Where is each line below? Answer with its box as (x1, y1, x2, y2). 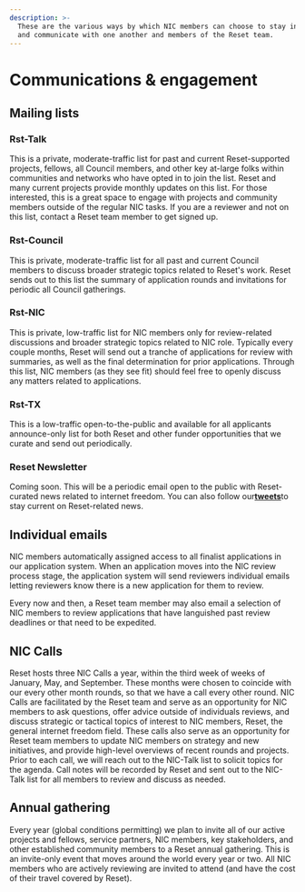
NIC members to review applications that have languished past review (9, 607, 271, 618)
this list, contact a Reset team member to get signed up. (9, 211, 219, 223)
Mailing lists (9, 105, 80, 121)
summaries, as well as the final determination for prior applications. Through (9, 356, 295, 366)
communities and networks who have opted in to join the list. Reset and (9, 173, 277, 184)
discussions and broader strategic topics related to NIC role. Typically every (9, 336, 293, 347)
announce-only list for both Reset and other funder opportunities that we (9, 428, 281, 439)
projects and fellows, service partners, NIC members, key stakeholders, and (9, 834, 293, 845)
